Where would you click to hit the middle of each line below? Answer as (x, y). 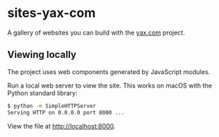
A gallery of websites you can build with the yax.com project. (96, 32)
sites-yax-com (52, 13)
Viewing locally (42, 55)
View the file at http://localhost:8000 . (61, 126)
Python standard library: (42, 93)
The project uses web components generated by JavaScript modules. (109, 71)
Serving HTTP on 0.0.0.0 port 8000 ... (66, 112)
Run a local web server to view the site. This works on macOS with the (110, 85)
